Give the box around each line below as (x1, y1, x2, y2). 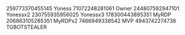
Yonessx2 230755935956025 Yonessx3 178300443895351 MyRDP (6, 11, 171, 18)
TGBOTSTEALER (6, 23, 47, 30)
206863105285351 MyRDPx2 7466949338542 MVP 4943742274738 (6, 17, 177, 24)
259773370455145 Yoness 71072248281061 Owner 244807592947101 (6, 5, 180, 12)
